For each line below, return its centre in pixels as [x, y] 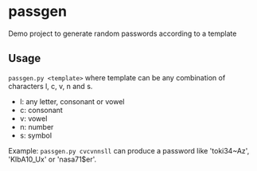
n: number [37, 126]
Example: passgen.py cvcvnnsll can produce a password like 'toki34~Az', [129, 150]
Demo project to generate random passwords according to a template [123, 33]
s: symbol [36, 135]
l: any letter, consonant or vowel [72, 101]
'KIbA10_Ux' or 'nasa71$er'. [53, 159]
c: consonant [41, 110]
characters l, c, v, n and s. [51, 86]
